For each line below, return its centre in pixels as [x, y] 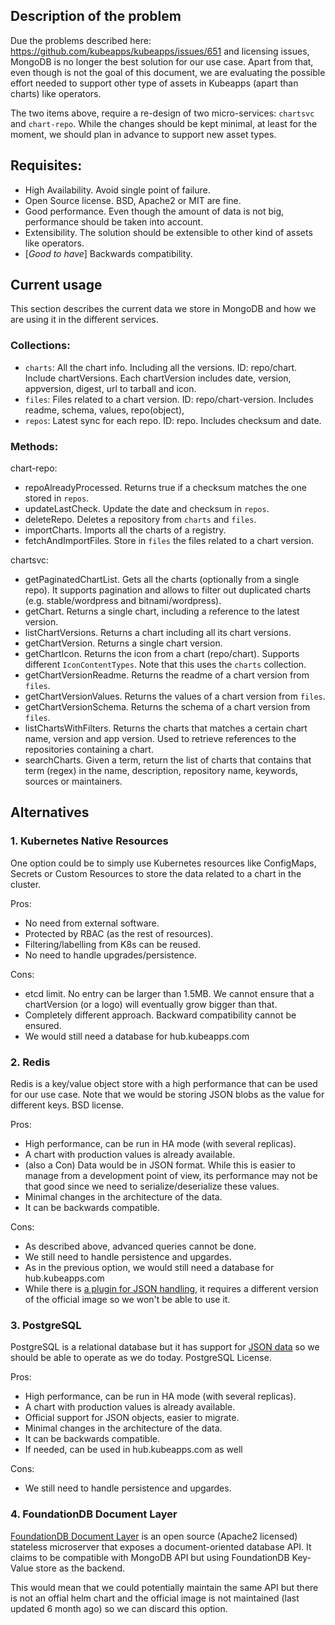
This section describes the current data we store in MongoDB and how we [163, 309]
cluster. [26, 884]
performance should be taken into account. [114, 221]
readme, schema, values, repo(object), [104, 410]
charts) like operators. [56, 93]
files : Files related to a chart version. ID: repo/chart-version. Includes [169, 399]
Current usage [56, 285]
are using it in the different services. [84, 320]
